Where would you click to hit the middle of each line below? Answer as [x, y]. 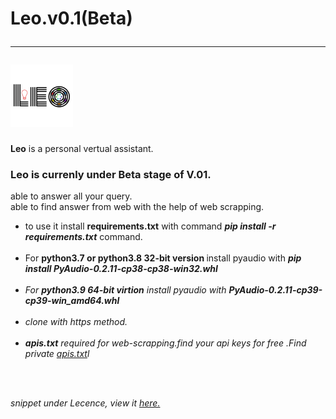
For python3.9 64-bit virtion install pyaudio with [125, 290]
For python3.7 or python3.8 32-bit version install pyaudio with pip [163, 258]
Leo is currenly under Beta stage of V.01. [111, 174]
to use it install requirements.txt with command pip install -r [150, 226]
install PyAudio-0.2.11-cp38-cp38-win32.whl [121, 269]
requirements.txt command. [83, 237]
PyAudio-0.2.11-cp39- [275, 290]
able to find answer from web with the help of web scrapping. [137, 207]
